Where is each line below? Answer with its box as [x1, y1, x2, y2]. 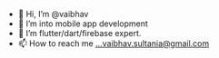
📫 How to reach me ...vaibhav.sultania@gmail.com [17, 38, 210, 49]
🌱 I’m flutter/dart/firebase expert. [17, 28, 142, 38]
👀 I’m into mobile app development [17, 18, 148, 29]
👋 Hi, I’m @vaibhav [17, 9, 89, 19]
